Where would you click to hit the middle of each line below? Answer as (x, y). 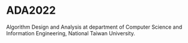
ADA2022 (31, 10)
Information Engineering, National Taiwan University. (71, 33)
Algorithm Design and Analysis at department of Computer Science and (94, 27)
